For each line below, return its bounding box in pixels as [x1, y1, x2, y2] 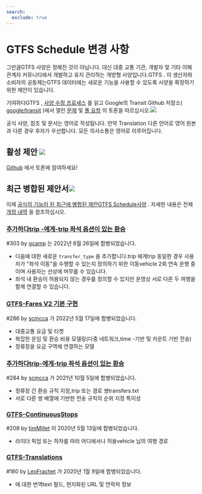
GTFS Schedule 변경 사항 [6, 42, 129, 56]
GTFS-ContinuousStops [6, 410, 79, 418]
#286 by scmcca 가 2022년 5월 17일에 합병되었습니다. [6, 315, 137, 322]
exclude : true [11, 15, 47, 21]
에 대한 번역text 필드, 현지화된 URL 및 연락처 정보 [15, 480, 132, 488]
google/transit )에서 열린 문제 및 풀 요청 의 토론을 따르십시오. [6, 107, 151, 114]
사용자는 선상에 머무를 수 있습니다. [26, 268, 108, 275]
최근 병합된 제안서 [6, 183, 69, 194]
